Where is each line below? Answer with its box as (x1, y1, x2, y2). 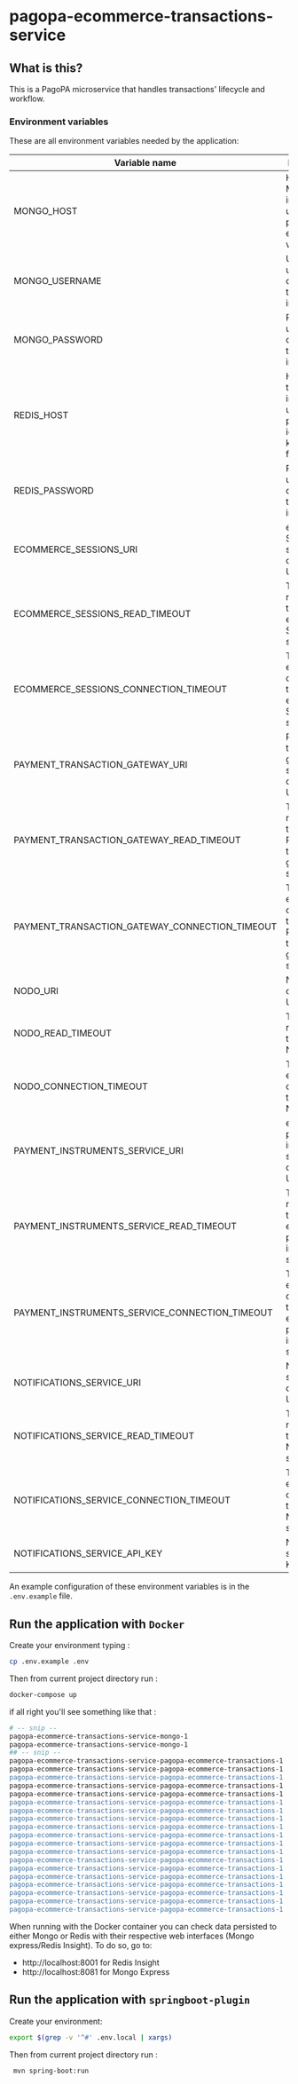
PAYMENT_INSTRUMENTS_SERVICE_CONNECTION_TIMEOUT (13, 1306, 273, 1319)
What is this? (9, 60, 83, 75)
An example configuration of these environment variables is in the (9, 1582, 250, 1592)
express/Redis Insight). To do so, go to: (9, 1939, 153, 1950)
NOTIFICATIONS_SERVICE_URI (13, 1377, 142, 1389)
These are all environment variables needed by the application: (9, 136, 239, 146)
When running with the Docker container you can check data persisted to (9, 1921, 278, 1931)
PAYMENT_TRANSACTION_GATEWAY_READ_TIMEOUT (13, 834, 241, 847)
